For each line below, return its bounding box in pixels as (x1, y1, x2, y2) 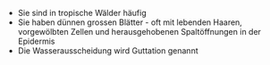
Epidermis (17, 36, 55, 46)
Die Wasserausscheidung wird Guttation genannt (17, 45, 198, 56)
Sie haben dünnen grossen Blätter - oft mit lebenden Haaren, (17, 17, 243, 28)
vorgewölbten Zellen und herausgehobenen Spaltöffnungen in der (17, 27, 262, 37)
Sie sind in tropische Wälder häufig (17, 8, 148, 18)
